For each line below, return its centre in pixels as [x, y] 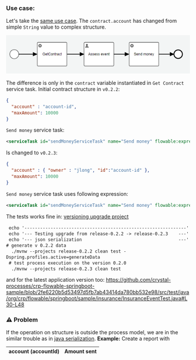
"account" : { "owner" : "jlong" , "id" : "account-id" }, [80, 171]
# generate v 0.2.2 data [36, 245]
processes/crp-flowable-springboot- [50, 286]
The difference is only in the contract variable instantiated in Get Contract [95, 82]
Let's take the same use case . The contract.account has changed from [91, 21]
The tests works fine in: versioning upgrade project [67, 216]
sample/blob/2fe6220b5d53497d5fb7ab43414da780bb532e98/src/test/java [98, 292]
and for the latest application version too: [55, 279]
